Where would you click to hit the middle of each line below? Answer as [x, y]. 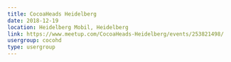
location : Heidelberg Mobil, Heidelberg [68, 27]
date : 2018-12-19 [33, 21]
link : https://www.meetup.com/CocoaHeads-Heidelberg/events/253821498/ [116, 34]
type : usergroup [31, 47]
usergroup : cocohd [34, 41]
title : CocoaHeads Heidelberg [52, 14]
